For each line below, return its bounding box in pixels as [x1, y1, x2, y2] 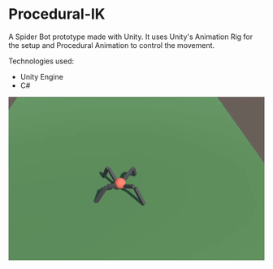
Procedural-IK [8, 5, 106, 24]
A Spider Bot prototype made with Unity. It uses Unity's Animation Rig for [8, 32, 253, 41]
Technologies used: [8, 56, 75, 66]
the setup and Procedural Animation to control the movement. [8, 40, 215, 50]
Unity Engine [19, 72, 63, 81]
